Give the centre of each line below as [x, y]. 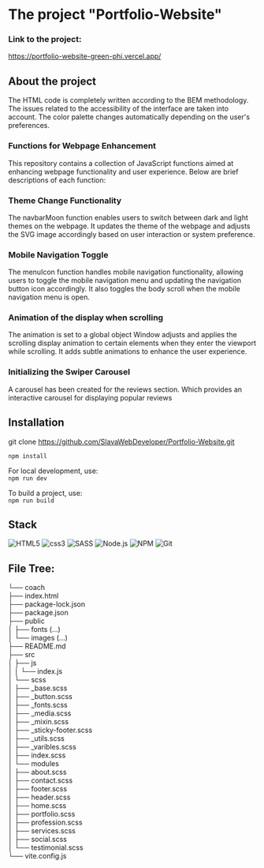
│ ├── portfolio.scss [42, 814]
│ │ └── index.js [35, 671]
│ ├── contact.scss [41, 780]
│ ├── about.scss [37, 772]
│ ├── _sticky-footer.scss [50, 730]
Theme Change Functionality [65, 201]
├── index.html [33, 596]
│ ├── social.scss [38, 840]
